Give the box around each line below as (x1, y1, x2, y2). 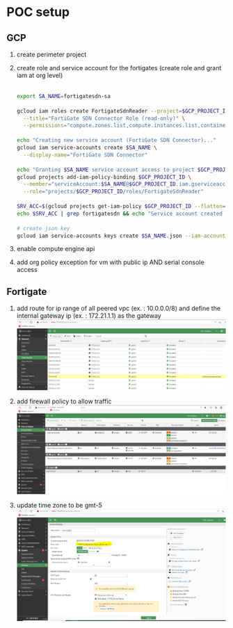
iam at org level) (16, 71, 63, 79)
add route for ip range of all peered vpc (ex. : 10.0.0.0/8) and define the (16, 304, 220, 313)
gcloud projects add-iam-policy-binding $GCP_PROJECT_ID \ (16, 173, 192, 181)
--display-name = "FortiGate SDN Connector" (23, 151, 148, 159)
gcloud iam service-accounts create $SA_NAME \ (16, 144, 157, 151)
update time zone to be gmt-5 (16, 501, 102, 509)
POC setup (6, 4, 70, 20)
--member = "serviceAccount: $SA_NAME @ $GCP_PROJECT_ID (23, 181, 176, 188)
